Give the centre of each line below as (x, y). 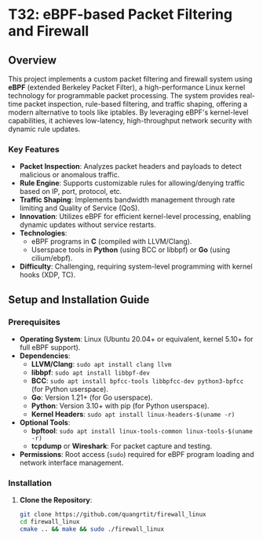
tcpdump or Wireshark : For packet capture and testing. (122, 446)
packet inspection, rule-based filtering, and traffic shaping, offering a (136, 104)
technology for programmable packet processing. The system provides (123, 95)
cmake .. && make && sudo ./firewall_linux (92, 529)
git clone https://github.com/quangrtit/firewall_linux (113, 515)
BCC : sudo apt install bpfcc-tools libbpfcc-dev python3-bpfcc (137, 380)
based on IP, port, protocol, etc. (71, 192)
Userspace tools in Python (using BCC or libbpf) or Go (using (130, 250)
